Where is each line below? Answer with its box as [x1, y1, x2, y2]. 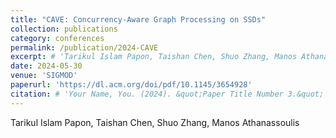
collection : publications [10, 24, 118, 34]
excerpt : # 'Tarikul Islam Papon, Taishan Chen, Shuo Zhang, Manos [10, 52, 298, 62]
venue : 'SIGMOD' [10, 71, 78, 81]
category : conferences [10, 33, 105, 43]
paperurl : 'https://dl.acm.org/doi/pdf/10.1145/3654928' [10, 80, 253, 90]
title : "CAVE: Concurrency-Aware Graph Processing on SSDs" [10, 14, 267, 25]
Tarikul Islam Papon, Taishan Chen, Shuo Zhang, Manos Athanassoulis [10, 116, 300, 128]
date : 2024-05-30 [10, 61, 83, 71]
